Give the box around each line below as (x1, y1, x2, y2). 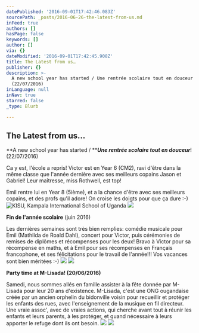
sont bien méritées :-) (6, 258, 60, 265)
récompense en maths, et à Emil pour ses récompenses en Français (6, 245, 173, 252)
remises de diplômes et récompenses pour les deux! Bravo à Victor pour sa (6, 238, 191, 245)
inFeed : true (6, 20, 39, 26)
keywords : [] (6, 36, 39, 42)
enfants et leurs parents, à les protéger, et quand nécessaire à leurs (6, 313, 172, 320)
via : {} (6, 48, 26, 54)
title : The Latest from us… (6, 59, 76, 65)
